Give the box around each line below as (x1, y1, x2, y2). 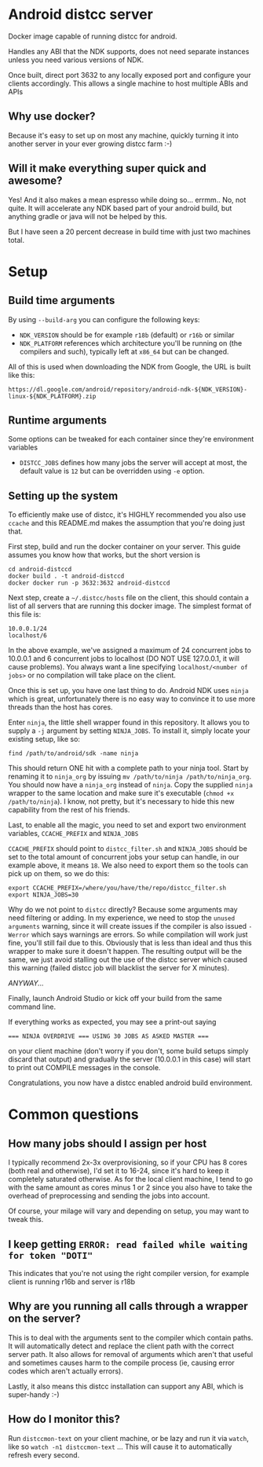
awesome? (8, 174, 63, 188)
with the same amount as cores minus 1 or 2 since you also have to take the (8, 1183, 253, 1192)
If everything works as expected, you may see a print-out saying (8, 1018, 217, 1027)
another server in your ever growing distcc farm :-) (8, 139, 173, 149)
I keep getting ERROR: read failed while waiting (8, 1238, 248, 1251)
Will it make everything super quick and (8, 162, 206, 175)
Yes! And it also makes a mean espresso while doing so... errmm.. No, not (8, 195, 247, 204)
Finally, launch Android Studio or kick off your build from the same (8, 994, 222, 1003)
